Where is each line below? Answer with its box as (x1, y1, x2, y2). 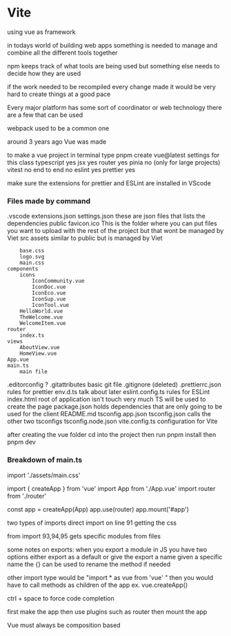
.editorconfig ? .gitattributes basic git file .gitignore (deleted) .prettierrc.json (7, 380, 222, 389)
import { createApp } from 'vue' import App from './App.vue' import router (7, 484, 216, 492)
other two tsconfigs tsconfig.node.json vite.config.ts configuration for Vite (7, 417, 218, 426)
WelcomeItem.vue (19, 320, 67, 327)
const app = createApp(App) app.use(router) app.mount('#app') (7, 505, 190, 513)
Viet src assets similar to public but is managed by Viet (7, 234, 163, 243)
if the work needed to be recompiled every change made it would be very (7, 82, 216, 91)
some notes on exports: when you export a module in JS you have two (7, 545, 208, 554)
